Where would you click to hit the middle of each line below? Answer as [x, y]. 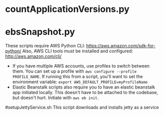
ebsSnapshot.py [40, 32]
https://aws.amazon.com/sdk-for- [121, 46]
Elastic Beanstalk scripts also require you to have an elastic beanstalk [84, 87]
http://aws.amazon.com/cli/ [33, 56]
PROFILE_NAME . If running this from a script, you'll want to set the [78, 77]
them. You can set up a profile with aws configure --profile [75, 71]
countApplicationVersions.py [67, 9]
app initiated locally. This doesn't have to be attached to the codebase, [85, 93]
